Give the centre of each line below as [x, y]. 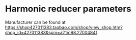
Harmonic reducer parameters [68, 9]
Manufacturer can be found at [35, 22]
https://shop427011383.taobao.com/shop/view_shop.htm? [64, 27]
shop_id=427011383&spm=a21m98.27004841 [51, 32]
